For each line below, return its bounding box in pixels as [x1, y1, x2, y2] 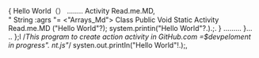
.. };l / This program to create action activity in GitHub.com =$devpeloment [8, 32, 251, 41]
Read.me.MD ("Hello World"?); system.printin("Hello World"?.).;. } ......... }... [8, 24, 253, 33]
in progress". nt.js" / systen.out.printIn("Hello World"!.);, [8, 41, 188, 49]
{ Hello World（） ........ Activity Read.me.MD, [8, 6, 156, 15]
